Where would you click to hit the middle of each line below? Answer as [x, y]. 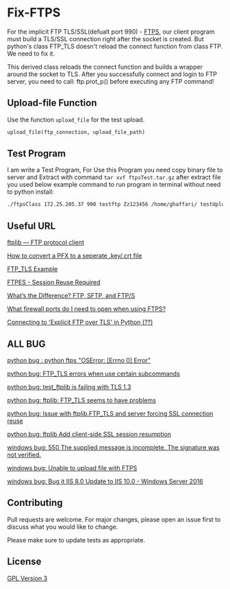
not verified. [24, 454]
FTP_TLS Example [33, 269]
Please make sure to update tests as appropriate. [76, 540]
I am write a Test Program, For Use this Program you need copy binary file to [115, 170]
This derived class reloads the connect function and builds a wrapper [105, 67]
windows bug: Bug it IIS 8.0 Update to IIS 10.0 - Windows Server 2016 [105, 481]
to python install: [30, 192]
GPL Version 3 [27, 578]
